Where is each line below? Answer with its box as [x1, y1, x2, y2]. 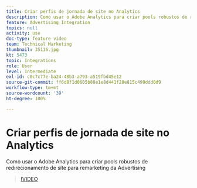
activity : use [6, 30, 41, 36]
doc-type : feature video [6, 36, 67, 42]
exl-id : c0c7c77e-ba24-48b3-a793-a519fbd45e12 [6, 74, 122, 80]
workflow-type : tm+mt [6, 85, 59, 91]
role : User [6, 63, 33, 69]
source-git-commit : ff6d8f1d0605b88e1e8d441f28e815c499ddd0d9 [6, 80, 161, 86]
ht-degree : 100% [6, 95, 46, 101]
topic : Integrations [6, 57, 57, 63]
